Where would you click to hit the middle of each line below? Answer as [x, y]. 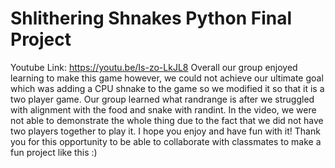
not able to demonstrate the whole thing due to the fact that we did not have [167, 120]
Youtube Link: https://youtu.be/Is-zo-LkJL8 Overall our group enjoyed [154, 67]
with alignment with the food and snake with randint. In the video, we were [163, 109]
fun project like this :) [54, 152]
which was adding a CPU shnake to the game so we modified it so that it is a [167, 88]
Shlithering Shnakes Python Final [151, 18]
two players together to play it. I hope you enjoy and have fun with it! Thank [165, 131]
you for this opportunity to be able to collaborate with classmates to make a [166, 141]
